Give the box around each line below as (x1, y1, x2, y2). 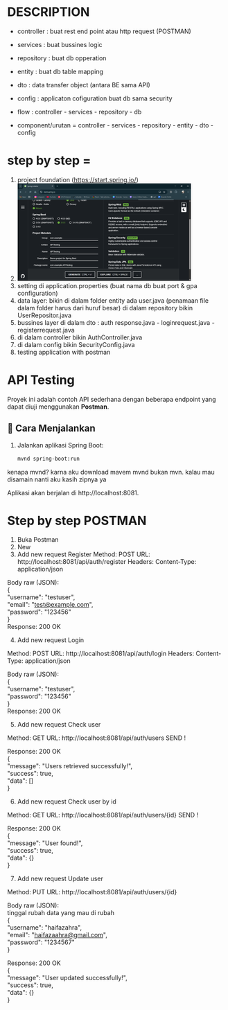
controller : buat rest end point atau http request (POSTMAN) (17, 27, 192, 35)
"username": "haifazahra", (7, 923, 82, 932)
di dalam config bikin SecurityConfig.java (17, 340, 135, 348)
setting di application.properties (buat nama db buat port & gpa (17, 281, 198, 290)
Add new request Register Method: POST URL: (17, 550, 150, 558)
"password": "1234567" (7, 938, 75, 946)
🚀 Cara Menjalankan (7, 423, 96, 434)
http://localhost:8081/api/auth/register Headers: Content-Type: (17, 558, 197, 566)
